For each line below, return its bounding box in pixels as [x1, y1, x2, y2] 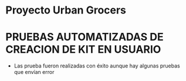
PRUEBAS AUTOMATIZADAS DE [5, 31, 164, 44]
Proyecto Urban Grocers [5, 4, 127, 17]
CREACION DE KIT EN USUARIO [5, 43, 161, 56]
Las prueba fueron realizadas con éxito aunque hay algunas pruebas [13, 62, 180, 69]
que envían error [13, 69, 55, 76]
